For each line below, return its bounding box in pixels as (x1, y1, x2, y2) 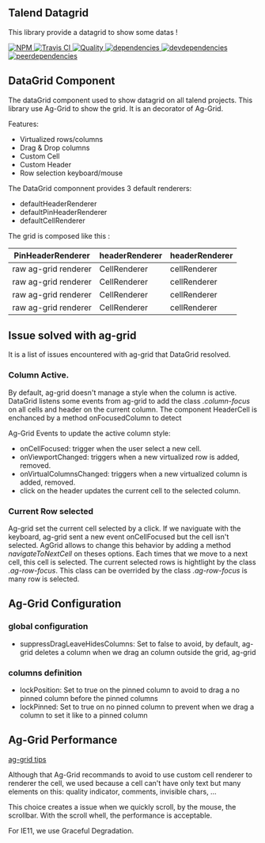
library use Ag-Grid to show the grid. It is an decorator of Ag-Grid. (8, 103, 224, 113)
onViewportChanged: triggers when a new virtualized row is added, (19, 452, 240, 462)
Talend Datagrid (8, 6, 89, 20)
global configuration (8, 621, 89, 632)
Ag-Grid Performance (8, 734, 118, 747)
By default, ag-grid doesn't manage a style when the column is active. (8, 388, 237, 397)
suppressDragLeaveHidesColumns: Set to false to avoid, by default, (19, 638, 240, 649)
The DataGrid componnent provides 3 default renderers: (8, 183, 192, 193)
